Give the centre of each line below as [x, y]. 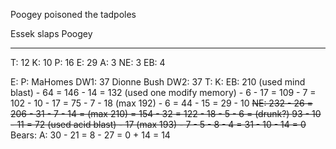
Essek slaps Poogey [51, 33]
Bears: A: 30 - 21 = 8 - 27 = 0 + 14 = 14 [90, 135]
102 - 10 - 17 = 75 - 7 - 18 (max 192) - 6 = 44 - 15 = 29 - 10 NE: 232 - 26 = [161, 103]
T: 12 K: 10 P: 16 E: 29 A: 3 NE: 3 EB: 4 [88, 62]
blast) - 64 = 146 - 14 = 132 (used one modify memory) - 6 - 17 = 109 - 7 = [163, 92]
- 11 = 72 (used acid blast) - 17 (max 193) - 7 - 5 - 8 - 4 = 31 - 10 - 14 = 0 [158, 124]
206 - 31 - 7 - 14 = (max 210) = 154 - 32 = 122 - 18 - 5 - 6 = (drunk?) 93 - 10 [166, 113]
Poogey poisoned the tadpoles [73, 14]
